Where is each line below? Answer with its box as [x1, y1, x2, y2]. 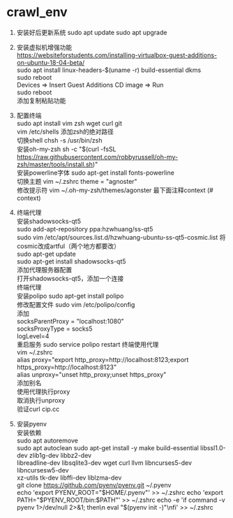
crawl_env [6, 4, 68, 20]
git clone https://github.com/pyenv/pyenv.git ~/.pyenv [16, 480, 172, 489]
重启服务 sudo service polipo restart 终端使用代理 [16, 340, 159, 348]
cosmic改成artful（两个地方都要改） [16, 242, 120, 250]
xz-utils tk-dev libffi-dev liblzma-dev [16, 473, 122, 482]
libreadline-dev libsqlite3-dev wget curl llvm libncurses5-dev [16, 459, 193, 467]
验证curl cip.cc [16, 405, 60, 413]
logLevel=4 [16, 331, 50, 340]
